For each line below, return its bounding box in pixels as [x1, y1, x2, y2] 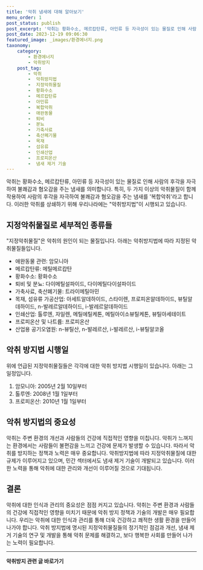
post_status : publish [6, 20, 61, 26]
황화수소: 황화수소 [14, 273, 57, 280]
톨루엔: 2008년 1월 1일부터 [14, 390, 78, 397]
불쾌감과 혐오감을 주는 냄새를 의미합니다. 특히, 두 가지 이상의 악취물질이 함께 [17, 186, 196, 193]
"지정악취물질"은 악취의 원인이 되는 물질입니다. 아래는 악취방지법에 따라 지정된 [6, 237, 190, 245]
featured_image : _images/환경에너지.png [6, 37, 103, 43]
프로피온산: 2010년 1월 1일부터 [14, 397, 86, 405]
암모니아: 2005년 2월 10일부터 [14, 382, 88, 390]
